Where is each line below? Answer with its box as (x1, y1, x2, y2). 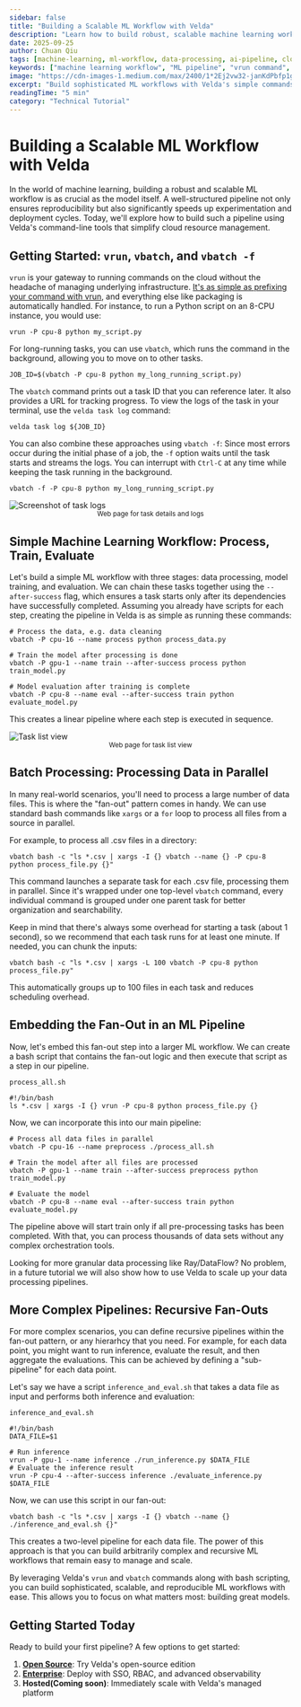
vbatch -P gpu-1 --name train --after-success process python (9, 658, 246, 667)
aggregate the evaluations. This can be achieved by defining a (9, 1355, 239, 1366)
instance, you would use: (9, 311, 101, 321)
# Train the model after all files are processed (9, 1157, 199, 1167)
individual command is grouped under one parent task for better (9, 894, 246, 905)
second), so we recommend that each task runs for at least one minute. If (9, 931, 280, 942)
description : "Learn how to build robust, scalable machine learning (9, 30, 275, 39)
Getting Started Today (9, 1617, 136, 1632)
